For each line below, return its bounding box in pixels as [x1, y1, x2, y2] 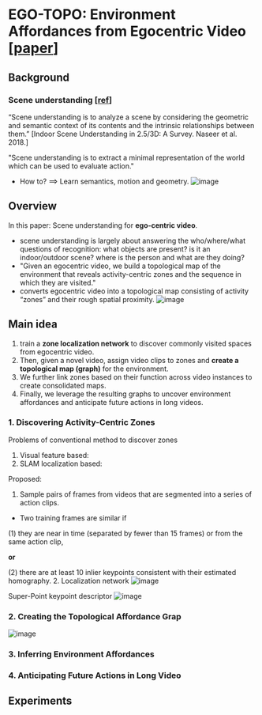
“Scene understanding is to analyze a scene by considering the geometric [8, 112, 249, 122]
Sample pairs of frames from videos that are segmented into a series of [19, 489, 253, 499]
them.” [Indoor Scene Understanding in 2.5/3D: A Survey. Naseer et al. [8, 129, 238, 138]
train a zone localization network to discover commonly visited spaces [19, 339, 253, 348]
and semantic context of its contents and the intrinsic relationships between [8, 120, 255, 130]
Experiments [8, 694, 73, 708]
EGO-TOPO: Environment [8, 6, 176, 24]
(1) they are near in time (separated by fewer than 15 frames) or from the [8, 528, 243, 538]
